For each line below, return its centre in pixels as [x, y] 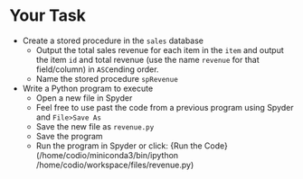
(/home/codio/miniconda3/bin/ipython [107, 155]
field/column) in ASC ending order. [97, 69]
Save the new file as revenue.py [95, 126]
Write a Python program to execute [88, 88]
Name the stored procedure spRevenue [107, 78]
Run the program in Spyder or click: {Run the [119, 146]
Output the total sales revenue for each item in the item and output [160, 49]
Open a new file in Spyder [84, 98]
